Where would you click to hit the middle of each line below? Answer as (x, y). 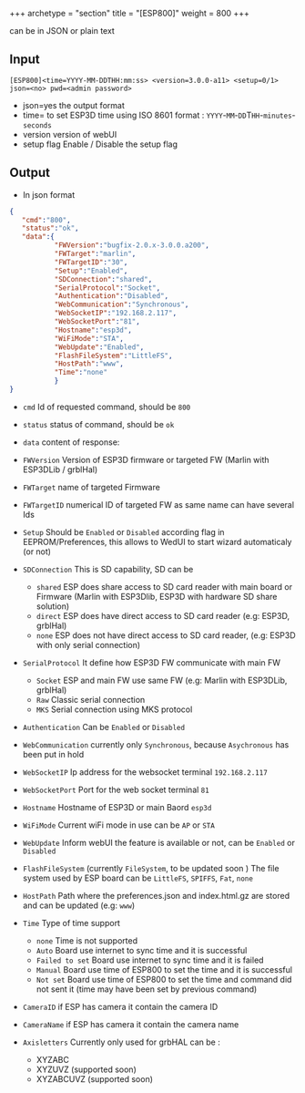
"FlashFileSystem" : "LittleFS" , (113, 356)
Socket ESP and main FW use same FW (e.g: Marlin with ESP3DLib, (162, 680)
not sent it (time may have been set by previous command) (147, 989)
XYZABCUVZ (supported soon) (94, 1078)
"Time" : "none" (81, 373)
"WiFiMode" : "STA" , (89, 338)
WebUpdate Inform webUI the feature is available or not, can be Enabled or (159, 842)
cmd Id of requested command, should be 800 (107, 407)
